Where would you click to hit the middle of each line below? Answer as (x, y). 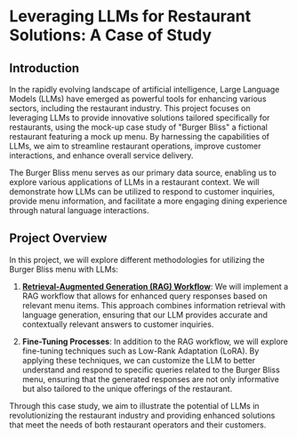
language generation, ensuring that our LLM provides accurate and (145, 315)
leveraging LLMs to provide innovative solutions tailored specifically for (140, 118)
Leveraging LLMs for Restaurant (130, 16)
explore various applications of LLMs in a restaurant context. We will (134, 182)
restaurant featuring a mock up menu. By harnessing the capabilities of (139, 136)
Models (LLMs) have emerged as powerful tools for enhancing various (138, 99)
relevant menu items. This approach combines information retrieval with (154, 305)
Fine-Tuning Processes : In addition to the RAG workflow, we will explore (155, 341)
